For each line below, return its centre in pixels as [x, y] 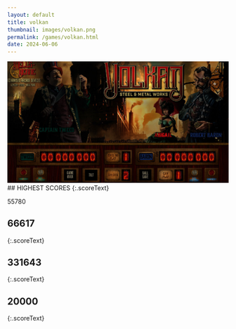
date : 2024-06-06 [33, 45]
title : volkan [28, 22]
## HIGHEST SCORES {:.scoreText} [58, 188]
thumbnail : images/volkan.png [52, 29]
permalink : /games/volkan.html [53, 37]
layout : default [31, 15]
